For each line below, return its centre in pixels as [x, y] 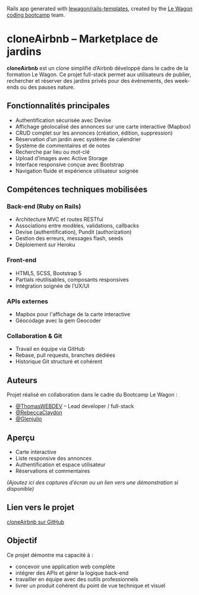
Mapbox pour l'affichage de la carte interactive [73, 314]
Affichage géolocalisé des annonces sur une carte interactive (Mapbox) [103, 126]
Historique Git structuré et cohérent [59, 362]
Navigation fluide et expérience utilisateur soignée [77, 171]
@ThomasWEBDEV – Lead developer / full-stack [75, 406]
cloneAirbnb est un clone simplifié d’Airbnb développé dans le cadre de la [98, 68]
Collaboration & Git [34, 336]
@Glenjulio [29, 419]
